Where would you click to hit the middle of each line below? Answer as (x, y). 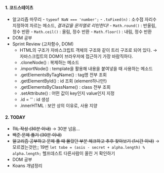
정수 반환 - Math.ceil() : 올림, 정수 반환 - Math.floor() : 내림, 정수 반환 (82, 32)
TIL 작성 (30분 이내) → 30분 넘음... (46, 129)
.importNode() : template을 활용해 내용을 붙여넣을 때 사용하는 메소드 (86, 69)
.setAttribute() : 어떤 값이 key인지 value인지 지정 (67, 93)
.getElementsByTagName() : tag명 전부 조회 (63, 75)
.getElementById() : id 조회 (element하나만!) (63, 81)
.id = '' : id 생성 (34, 100)
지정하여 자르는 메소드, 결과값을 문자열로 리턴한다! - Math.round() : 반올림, (84, 26)
